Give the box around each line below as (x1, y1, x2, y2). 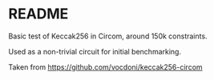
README (8, 5, 69, 23)
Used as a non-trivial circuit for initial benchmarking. (8, 46, 182, 56)
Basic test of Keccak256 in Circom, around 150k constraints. (8, 31, 208, 41)
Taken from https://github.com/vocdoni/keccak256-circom (8, 62, 203, 72)
